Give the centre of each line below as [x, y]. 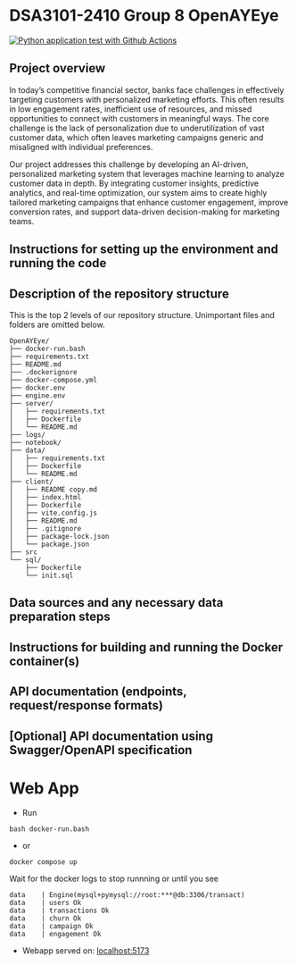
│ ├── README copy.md [54, 489]
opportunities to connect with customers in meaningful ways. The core [139, 118]
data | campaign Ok [51, 927]
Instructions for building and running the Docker [146, 647]
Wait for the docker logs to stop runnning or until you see [114, 879]
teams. [22, 221]
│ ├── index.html [45, 497]
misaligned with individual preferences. [81, 147]
